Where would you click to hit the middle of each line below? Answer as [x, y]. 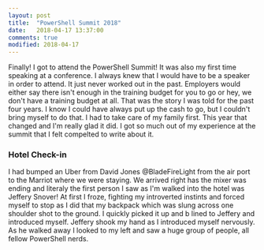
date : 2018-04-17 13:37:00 [56, 30]
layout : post [30, 15]
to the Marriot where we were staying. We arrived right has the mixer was [127, 180]
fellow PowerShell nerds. [48, 239]
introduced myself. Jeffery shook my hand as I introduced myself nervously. [132, 222]
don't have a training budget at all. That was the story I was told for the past [131, 101]
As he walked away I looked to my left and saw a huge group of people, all [129, 230]
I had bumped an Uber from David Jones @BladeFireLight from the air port [129, 172]
